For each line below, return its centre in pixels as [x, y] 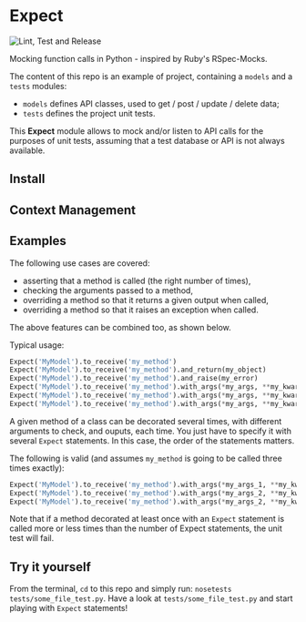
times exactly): [37, 468]
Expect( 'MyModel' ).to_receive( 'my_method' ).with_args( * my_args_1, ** [144, 484]
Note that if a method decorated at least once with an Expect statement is [147, 519]
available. [27, 150]
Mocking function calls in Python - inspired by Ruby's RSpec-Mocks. [138, 58]
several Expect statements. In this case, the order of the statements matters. [152, 440]
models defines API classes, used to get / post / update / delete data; [151, 103]
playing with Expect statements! [69, 608]
